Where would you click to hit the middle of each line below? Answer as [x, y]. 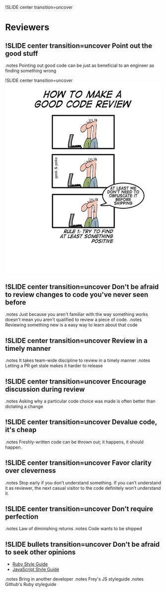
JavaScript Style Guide [36, 570]
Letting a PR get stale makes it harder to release [54, 366]
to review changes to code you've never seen [77, 294]
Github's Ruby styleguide [31, 585]
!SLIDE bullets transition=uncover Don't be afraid [83, 544]
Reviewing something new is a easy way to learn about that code [71, 325]
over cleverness [30, 471]
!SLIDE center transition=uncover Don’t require [79, 509]
